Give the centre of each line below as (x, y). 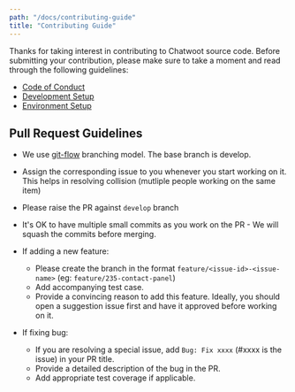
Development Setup (58, 96)
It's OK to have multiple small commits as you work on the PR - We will (150, 225)
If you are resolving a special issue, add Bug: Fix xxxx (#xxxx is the (159, 350)
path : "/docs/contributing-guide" (73, 17)
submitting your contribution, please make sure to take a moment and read (145, 60)
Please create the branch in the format (105, 269)
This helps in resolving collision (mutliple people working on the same (149, 181)
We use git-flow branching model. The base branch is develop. (136, 155)
